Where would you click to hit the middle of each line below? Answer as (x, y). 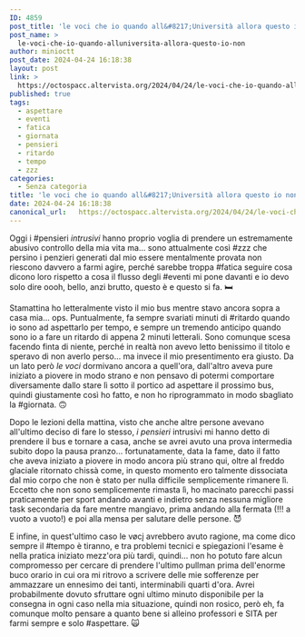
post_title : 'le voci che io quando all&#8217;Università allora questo (150, 26)
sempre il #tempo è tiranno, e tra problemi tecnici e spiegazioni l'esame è (147, 545)
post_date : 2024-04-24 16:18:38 (70, 60)
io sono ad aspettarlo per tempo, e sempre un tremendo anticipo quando (145, 327)
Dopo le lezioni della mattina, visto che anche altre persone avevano (137, 422)
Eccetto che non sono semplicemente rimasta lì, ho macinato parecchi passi (152, 489)
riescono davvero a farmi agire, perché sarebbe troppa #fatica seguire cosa (151, 267)
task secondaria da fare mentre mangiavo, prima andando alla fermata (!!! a (150, 509)
